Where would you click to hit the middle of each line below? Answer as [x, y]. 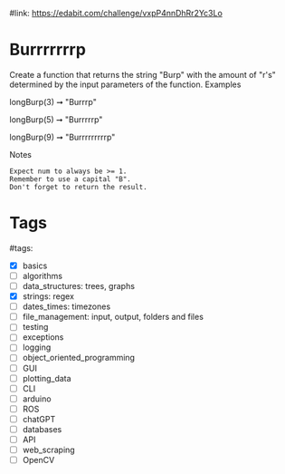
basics [35, 266]
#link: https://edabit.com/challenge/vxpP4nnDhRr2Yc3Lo [116, 13]
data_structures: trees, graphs [79, 286]
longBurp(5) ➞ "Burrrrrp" [56, 119]
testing [35, 327]
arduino [37, 399]
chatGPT [39, 419]
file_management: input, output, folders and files [113, 317]
